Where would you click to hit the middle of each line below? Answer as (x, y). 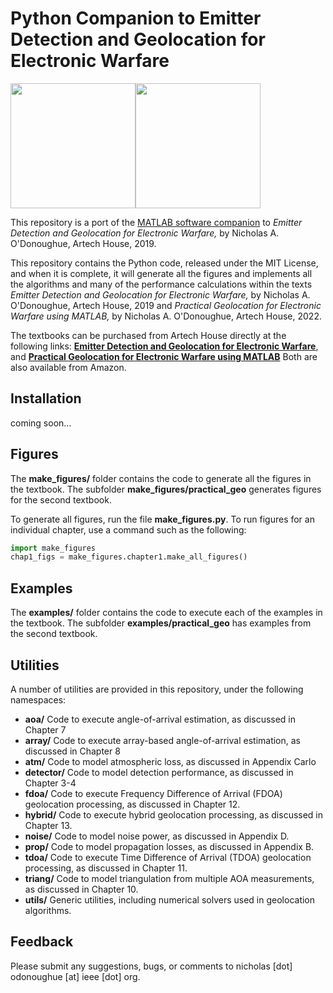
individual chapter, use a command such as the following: (128, 529)
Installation (46, 398)
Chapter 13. (48, 825)
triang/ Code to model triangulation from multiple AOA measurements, (169, 878)
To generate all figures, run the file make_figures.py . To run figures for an (162, 519)
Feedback (42, 942)
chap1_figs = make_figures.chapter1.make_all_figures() (129, 557)
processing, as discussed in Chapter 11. (106, 868)
